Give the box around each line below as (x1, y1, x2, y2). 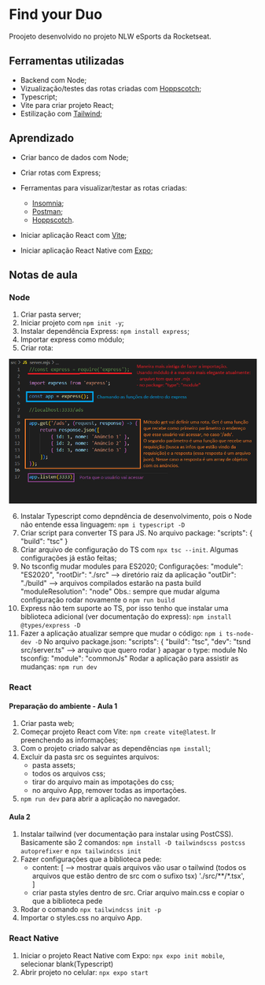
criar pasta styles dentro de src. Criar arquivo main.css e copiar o (31, 888, 245, 898)
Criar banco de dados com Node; (20, 152, 129, 162)
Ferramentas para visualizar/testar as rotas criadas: (20, 183, 188, 192)
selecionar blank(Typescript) (20, 959, 114, 968)
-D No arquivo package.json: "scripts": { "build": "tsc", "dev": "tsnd (35, 637, 251, 646)
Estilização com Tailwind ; (20, 109, 103, 118)
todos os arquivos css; (31, 769, 105, 779)
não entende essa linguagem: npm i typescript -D (20, 520, 186, 529)
